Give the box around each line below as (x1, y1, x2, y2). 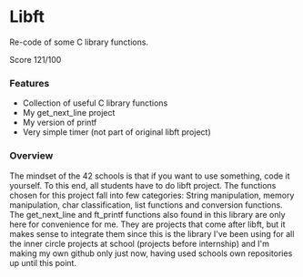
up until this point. (9, 257, 77, 268)
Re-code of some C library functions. (9, 36, 148, 47)
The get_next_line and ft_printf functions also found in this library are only (9, 209, 286, 220)
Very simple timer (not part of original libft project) (22, 127, 211, 138)
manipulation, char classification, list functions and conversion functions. (9, 199, 284, 210)
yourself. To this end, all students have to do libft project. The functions (9, 180, 277, 190)
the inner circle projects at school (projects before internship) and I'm (9, 238, 270, 249)
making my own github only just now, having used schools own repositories (9, 248, 293, 259)
